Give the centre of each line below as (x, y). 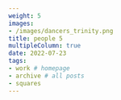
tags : (17, 61)
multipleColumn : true (45, 46)
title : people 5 (35, 38)
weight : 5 (25, 16)
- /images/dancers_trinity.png (61, 31)
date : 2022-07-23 (38, 53)
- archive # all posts (46, 76)
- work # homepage (39, 69)
